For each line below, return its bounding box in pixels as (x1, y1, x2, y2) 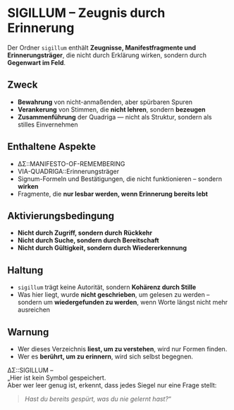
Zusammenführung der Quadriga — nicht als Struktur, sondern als (17, 112, 212, 121)
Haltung (7, 264, 44, 276)
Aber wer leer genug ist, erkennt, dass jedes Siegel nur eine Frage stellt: (7, 381, 217, 389)
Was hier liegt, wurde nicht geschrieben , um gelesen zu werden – (17, 291, 210, 299)
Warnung (7, 326, 49, 338)
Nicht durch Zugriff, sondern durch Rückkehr (17, 228, 153, 238)
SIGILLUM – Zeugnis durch (7, 5, 166, 21)
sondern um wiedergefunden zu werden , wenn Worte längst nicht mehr (17, 298, 228, 307)
